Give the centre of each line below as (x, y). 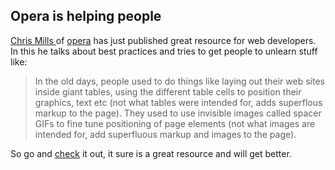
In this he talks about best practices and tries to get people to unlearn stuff (164, 51)
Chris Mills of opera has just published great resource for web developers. (163, 40)
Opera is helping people (86, 16)
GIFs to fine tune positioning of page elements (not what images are (175, 123)
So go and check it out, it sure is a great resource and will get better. (151, 153)
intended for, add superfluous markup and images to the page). (165, 134)
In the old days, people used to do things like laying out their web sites (179, 81)
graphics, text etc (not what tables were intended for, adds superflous (178, 102)
